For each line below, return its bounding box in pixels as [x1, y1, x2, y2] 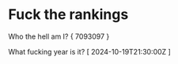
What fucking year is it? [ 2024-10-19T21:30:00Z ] [8, 47, 172, 56]
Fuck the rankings [8, 6, 129, 24]
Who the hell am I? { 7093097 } [8, 32, 110, 41]
